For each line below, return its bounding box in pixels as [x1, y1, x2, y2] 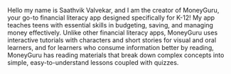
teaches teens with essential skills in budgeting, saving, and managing [7, 21, 213, 29]
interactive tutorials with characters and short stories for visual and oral [7, 36, 217, 44]
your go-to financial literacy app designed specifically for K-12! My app [7, 13, 215, 22]
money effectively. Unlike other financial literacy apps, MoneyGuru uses [7, 28, 218, 37]
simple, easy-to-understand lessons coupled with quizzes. [7, 58, 179, 66]
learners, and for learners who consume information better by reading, [7, 44, 215, 51]
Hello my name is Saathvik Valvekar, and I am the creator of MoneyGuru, [7, 6, 220, 14]
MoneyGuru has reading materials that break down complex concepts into [7, 51, 225, 59]
